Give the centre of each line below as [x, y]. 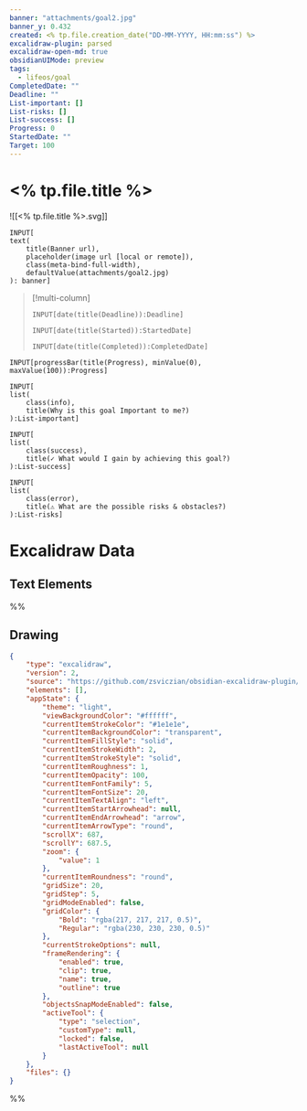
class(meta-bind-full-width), [84, 265]
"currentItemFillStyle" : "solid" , [108, 742]
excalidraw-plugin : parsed [61, 43]
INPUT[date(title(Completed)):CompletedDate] [120, 347]
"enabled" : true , [91, 962]
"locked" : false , [91, 1039]
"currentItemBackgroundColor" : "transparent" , [132, 732]
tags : [20, 69]
